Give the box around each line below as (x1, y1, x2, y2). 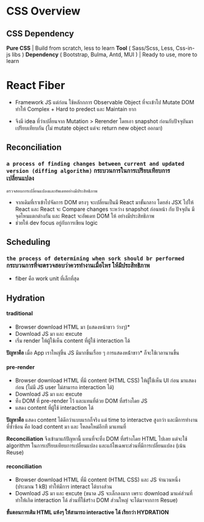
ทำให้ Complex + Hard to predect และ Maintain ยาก (15, 105, 137, 113)
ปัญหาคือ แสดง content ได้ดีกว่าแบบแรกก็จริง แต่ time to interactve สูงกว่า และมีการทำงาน (6, 417, 198, 424)
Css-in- (175, 44, 195, 52)
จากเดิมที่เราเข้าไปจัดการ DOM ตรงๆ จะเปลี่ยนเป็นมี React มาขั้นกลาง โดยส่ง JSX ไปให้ (15, 198, 194, 206)
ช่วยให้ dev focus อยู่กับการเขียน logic (15, 219, 98, 226)
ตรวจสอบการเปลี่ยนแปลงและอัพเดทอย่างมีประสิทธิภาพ (6, 188, 98, 194)
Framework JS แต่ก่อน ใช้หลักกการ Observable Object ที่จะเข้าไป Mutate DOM (15, 98, 194, 105)
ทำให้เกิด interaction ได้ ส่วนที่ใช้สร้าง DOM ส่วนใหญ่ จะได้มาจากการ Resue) (15, 497, 178, 504)
